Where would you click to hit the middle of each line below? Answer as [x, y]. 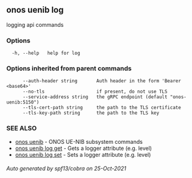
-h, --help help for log [46, 53]
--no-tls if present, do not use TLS [95, 92]
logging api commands [35, 24]
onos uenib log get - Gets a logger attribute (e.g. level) [84, 148]
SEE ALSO [22, 129]
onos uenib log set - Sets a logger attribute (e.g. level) [83, 154]
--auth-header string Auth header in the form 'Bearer [102, 81]
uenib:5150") [23, 102]
